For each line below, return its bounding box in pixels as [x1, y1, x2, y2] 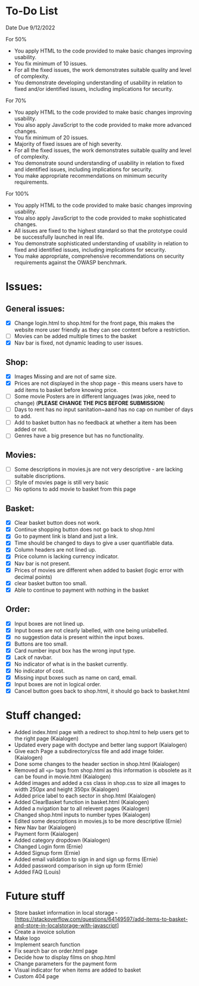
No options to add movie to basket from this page [14, 486, 136, 493]
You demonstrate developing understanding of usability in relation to [14, 79, 183, 86]
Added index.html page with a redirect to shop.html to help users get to [14, 729, 189, 736]
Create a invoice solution [14, 929, 76, 936]
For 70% [5, 97, 27, 104]
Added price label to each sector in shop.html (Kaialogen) [14, 792, 156, 799]
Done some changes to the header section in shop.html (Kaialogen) [14, 760, 180, 768]
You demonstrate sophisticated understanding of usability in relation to [14, 239, 189, 246]
